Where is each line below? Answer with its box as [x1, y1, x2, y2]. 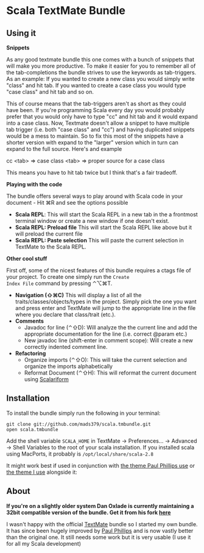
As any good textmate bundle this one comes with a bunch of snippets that [6, 56, 195, 63]
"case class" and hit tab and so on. [6, 88, 94, 95]
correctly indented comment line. [24, 343, 108, 350]
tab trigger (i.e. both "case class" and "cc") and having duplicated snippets [6, 126, 195, 133]
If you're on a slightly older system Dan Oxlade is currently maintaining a [6, 502, 194, 509]
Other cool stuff [6, 255, 47, 262]
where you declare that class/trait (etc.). [15, 311, 116, 318]
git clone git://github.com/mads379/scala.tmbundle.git [6, 421, 151, 427]
